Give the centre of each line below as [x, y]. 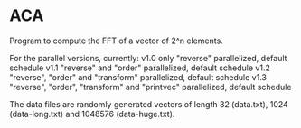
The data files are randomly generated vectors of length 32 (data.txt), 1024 [149, 104]
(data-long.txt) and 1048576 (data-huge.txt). [92, 114]
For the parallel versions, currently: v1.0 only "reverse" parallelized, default [148, 58]
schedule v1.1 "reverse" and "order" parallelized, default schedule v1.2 [140, 68]
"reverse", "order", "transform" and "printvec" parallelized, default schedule [150, 87]
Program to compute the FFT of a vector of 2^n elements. [116, 41]
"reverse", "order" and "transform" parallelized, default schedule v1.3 [138, 77]
